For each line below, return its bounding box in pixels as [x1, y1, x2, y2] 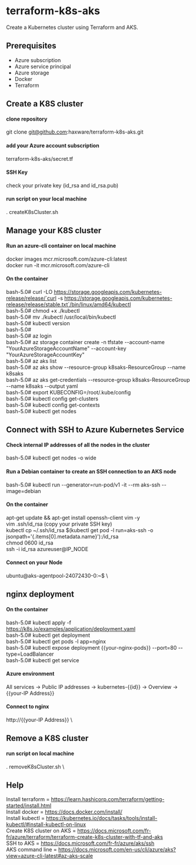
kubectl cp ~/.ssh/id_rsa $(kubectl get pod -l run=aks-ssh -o [6, 526, 154, 533]
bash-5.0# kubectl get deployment [6, 631, 90, 639]
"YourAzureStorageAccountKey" [6, 351, 85, 358]
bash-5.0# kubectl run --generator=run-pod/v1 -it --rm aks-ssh [6, 481, 161, 488]
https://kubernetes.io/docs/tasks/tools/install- [46, 815, 158, 822]
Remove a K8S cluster [6, 733, 89, 743]
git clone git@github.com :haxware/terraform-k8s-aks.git [6, 128, 144, 135]
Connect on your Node [6, 559, 63, 566]
